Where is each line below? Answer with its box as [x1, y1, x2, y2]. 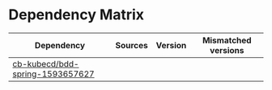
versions [210, 44, 244, 55]
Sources [115, 39, 148, 51]
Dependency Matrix [8, 6, 144, 24]
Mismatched [202, 35, 253, 46]
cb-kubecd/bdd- [12, 58, 79, 69]
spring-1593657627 [12, 68, 95, 80]
